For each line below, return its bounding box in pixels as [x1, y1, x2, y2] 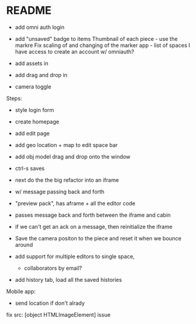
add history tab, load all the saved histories [14, 276, 122, 283]
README [6, 4, 52, 17]
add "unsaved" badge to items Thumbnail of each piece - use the [14, 35, 178, 42]
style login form [14, 106, 54, 113]
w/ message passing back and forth [14, 188, 104, 195]
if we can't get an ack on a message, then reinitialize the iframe [14, 223, 173, 230]
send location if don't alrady [14, 299, 85, 307]
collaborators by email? [24, 264, 83, 272]
